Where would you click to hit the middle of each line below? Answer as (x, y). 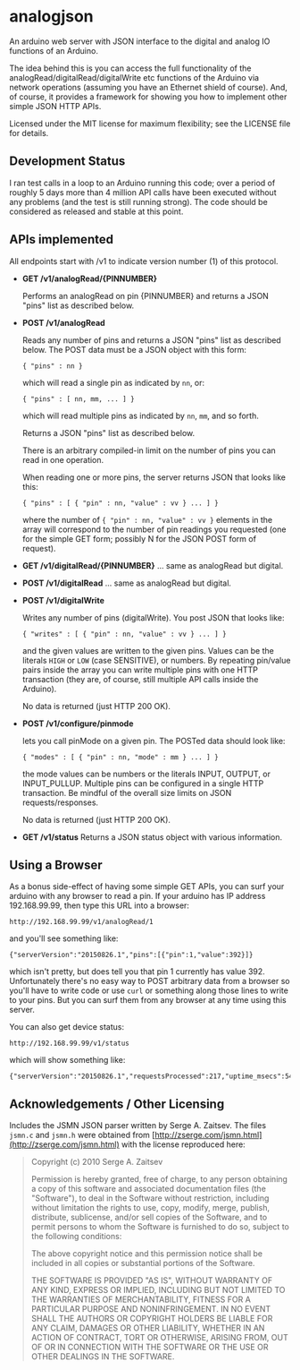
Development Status (67, 162)
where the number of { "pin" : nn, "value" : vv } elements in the (147, 519)
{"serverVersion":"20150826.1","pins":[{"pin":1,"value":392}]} (131, 955)
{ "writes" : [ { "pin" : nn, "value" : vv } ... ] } (124, 634)
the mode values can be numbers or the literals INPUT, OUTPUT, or (146, 774)
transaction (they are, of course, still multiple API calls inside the (140, 679)
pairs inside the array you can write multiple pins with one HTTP (140, 670)
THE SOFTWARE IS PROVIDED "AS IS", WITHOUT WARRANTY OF (152, 1280)
